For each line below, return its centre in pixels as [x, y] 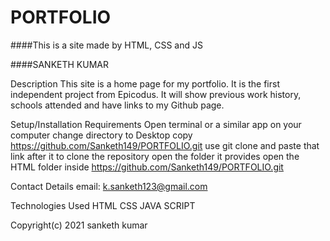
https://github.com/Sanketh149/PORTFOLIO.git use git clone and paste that [165, 145]
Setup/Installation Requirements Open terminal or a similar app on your [156, 124]
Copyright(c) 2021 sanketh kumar [79, 225]
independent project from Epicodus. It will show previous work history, [156, 94]
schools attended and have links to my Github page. [117, 105]
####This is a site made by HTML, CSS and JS [106, 45]
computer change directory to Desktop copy [101, 135]
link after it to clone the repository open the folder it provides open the [155, 156]
